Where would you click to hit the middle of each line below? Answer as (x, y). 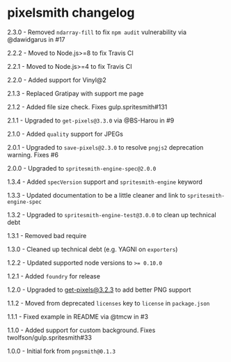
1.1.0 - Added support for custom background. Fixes (81, 330)
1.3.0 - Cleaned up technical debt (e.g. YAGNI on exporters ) (93, 249)
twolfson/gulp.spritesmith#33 (50, 337)
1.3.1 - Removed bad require (47, 235)
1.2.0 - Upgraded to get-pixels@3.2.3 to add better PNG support (99, 290)
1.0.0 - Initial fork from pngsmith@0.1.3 (62, 351)
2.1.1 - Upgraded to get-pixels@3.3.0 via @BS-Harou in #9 (91, 120)
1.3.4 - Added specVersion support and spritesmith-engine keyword (105, 182)
